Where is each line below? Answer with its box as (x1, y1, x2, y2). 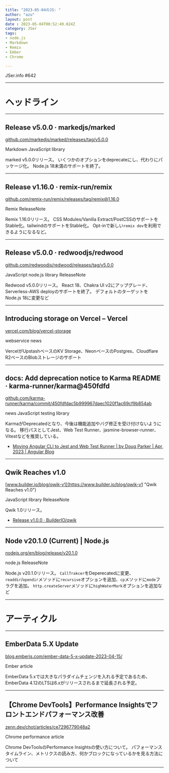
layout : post (5, 17, 33, 22)
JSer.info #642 (5, 73, 36, 79)
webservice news (5, 338, 42, 344)
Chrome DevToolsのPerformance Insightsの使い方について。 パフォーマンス (5, 744, 162, 750)
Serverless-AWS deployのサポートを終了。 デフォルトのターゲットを (5, 288, 148, 294)
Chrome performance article (5, 734, 64, 740)
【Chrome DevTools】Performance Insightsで (5, 701, 152, 709)
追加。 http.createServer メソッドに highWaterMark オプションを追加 (18, 583, 158, 588)
